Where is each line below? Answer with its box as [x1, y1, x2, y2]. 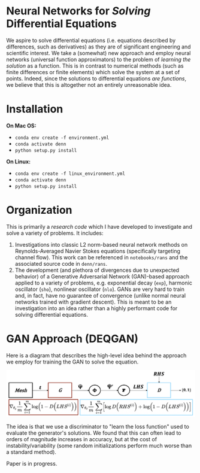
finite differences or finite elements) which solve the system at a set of [6, 68, 180, 75]
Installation [6, 102, 63, 116]
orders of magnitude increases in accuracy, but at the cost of [6, 436, 157, 443]
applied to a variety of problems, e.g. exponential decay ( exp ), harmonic [14, 279, 193, 286]
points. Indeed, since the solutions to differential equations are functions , [6, 75, 187, 82]
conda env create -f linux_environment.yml [14, 171, 126, 177]
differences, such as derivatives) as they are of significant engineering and [6, 43, 191, 50]
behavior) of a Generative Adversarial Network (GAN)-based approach [14, 272, 190, 280]
